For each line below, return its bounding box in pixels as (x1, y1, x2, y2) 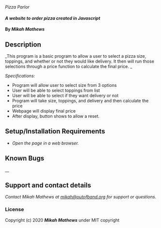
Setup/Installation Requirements (5, 127, 105, 135)
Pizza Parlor (5, 4, 30, 10)
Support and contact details (5, 181, 91, 190)
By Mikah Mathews (5, 26, 45, 32)
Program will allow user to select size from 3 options (12, 82, 117, 88)
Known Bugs (5, 154, 45, 163)
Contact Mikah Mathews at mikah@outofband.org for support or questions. (5, 194, 157, 200)
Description (5, 40, 41, 49)
